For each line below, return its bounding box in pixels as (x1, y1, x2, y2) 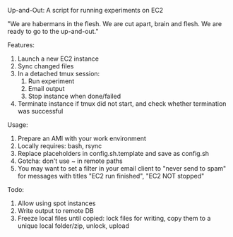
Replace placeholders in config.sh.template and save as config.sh (17, 150, 210, 157)
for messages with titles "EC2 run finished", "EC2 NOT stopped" (17, 172, 205, 180)
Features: (7, 41, 35, 49)
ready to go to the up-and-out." (7, 28, 99, 35)
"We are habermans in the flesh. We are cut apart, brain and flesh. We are (7, 20, 222, 28)
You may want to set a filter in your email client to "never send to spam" (17, 164, 227, 172)
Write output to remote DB (17, 207, 94, 214)
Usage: (7, 121, 28, 129)
